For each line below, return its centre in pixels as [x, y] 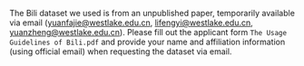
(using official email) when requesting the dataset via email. [121, 52]
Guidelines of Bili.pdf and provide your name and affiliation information [147, 42]
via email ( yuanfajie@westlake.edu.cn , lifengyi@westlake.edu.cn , [132, 23]
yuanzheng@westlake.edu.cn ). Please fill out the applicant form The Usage [148, 32]
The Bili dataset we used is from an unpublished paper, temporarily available [152, 13]
